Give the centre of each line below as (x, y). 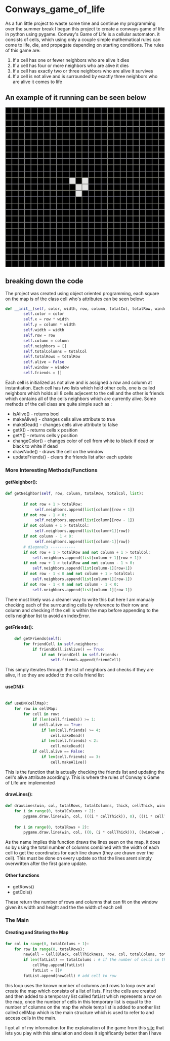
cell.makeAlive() (69, 762)
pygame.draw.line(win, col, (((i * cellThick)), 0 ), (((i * (88, 816)
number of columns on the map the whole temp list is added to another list (83, 1007)
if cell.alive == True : (57, 725)
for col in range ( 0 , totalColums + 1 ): (47, 944)
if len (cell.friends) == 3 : (71, 757)
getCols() (22, 892)
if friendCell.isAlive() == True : (69, 649)
